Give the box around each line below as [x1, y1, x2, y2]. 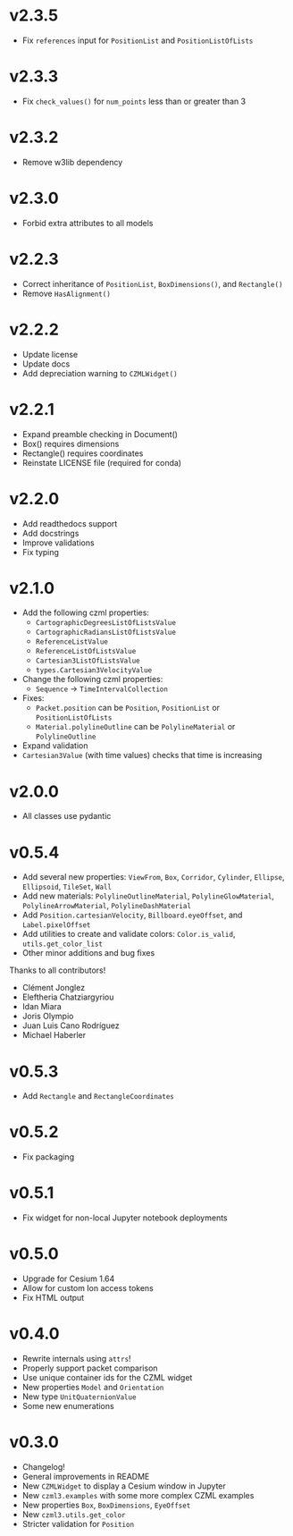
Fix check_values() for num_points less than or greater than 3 [21, 96, 247, 106]
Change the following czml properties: [21, 674, 163, 685]
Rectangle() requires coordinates [21, 448, 144, 459]
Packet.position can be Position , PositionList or [35, 703, 221, 713]
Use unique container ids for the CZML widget [21, 1372, 193, 1382]
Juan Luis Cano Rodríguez [21, 1020, 120, 1031]
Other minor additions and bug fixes [21, 948, 155, 958]
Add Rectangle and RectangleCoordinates [21, 1091, 174, 1101]
